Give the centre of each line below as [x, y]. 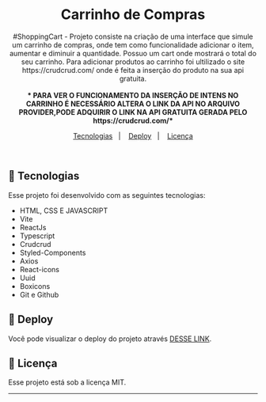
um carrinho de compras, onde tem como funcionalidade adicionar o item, [133, 44]
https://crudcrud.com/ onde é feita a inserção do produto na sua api [133, 70]
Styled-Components [53, 252]
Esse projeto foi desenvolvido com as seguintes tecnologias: [107, 195]
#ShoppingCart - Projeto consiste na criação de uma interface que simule [133, 36]
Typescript [37, 236]
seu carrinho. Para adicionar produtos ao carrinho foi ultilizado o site [133, 62]
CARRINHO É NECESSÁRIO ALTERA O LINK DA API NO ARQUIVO [133, 104]
